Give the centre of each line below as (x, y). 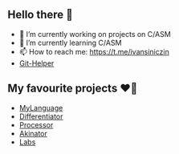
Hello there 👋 (41, 15)
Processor (36, 124)
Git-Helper (37, 63)
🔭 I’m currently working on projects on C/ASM (95, 34)
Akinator (33, 133)
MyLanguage (41, 107)
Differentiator (41, 116)
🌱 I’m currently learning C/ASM (70, 43)
